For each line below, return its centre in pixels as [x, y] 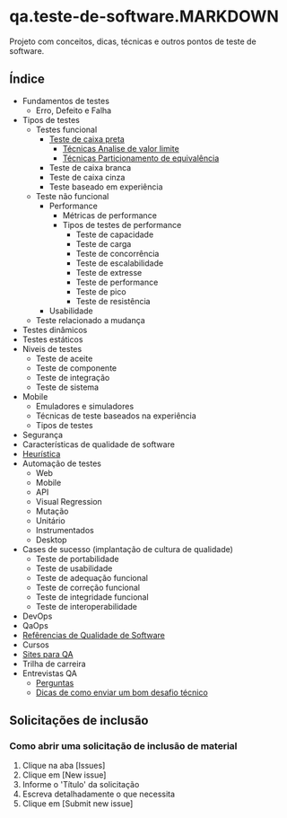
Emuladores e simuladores [85, 406]
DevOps [37, 616]
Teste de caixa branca [90, 167]
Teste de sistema [67, 387]
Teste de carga [104, 243]
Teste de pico [101, 291]
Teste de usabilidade [74, 568]
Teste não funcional [72, 196]
